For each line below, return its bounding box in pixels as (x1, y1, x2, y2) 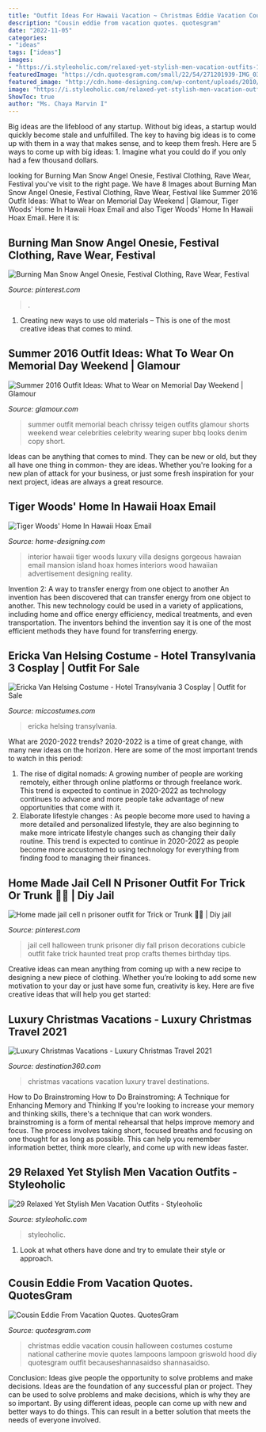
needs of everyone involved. (8, 1415, 101, 1424)
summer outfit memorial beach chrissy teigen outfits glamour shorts (27, 419, 249, 429)
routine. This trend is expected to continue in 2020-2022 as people (19, 837, 239, 846)
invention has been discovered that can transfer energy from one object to (8, 592, 252, 602)
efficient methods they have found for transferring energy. (8, 626, 198, 635)
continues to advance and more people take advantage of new (19, 794, 225, 804)
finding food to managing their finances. (19, 853, 151, 863)
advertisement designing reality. (27, 569, 133, 578)
